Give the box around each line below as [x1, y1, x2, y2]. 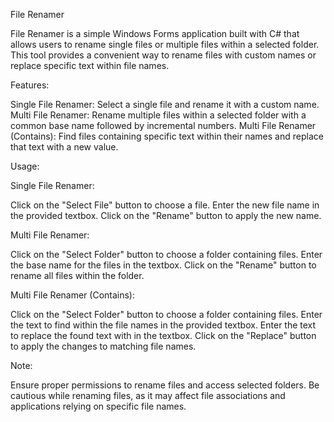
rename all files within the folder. [10, 270, 145, 281]
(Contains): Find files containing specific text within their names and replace [10, 130, 324, 142]
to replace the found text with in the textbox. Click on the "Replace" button [10, 330, 317, 341]
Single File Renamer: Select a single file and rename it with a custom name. [10, 99, 320, 110]
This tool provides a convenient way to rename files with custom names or [10, 49, 317, 61]
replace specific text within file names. [10, 60, 170, 71]
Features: [10, 79, 50, 91]
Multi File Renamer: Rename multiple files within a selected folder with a [10, 109, 307, 121]
